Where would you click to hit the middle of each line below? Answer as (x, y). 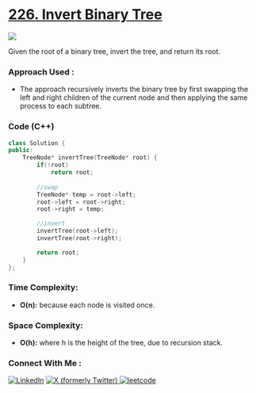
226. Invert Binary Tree (85, 15)
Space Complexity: (46, 325)
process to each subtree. (61, 106)
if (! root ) (53, 165)
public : (21, 151)
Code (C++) (31, 127)
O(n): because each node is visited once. (87, 305)
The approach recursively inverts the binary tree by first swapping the (134, 90)
